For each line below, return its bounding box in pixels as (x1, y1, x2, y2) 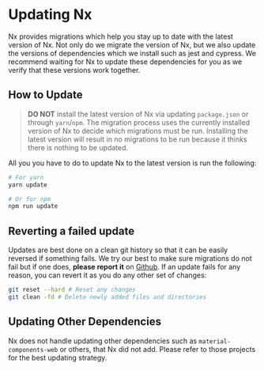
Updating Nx (8, 6, 92, 24)
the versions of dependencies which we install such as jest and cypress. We (8, 48, 257, 58)
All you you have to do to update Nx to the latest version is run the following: (8, 158, 257, 168)
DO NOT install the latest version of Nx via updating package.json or (27, 109, 249, 119)
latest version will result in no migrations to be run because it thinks (27, 134, 247, 144)
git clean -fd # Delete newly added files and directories (8, 293, 207, 301)
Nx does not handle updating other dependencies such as (8, 336, 198, 345)
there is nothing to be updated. (27, 142, 129, 152)
